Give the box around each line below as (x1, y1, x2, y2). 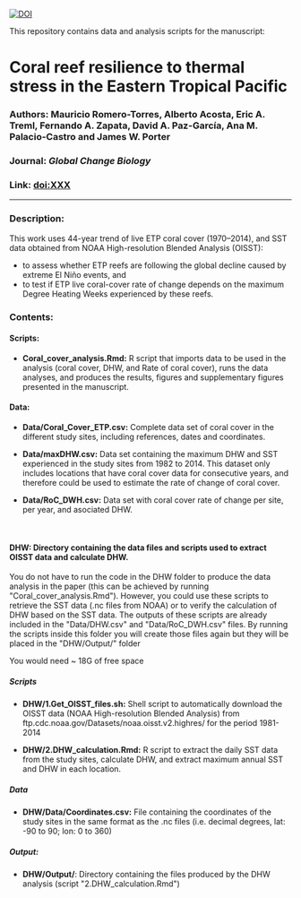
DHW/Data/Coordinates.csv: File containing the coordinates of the (21, 807, 271, 817)
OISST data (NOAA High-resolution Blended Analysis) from (21, 708, 240, 719)
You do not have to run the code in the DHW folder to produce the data (9, 572, 271, 583)
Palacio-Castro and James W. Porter (9, 131, 171, 143)
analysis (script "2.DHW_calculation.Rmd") (21, 878, 181, 889)
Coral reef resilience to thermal (9, 57, 245, 78)
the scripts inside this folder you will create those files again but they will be (9, 628, 289, 640)
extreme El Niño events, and (21, 269, 127, 280)
